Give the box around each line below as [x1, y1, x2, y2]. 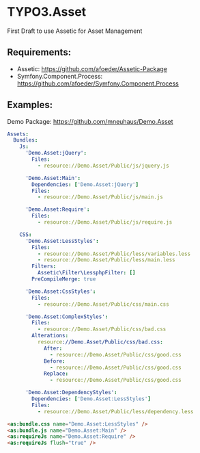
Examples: [7, 99, 53, 111]
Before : [43, 357, 66, 365]
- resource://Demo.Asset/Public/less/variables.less [37, 250, 191, 257]
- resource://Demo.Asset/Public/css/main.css [37, 300, 169, 308]
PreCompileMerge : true [31, 276, 96, 283]
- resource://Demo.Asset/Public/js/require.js [37, 219, 173, 226]
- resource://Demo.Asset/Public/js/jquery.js [37, 162, 169, 169]
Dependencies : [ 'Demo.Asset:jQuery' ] [31, 181, 139, 188]
